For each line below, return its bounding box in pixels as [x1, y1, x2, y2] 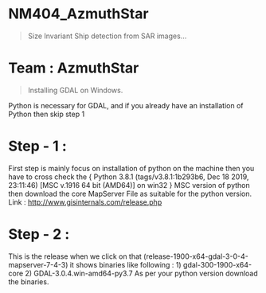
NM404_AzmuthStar [8, 5, 149, 23]
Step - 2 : [8, 225, 70, 243]
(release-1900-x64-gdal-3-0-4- [143, 252, 248, 261]
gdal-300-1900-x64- [182, 260, 252, 269]
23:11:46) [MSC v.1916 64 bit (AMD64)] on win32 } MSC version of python [8, 180, 250, 189]
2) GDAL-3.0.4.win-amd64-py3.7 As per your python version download [25, 268, 259, 278]
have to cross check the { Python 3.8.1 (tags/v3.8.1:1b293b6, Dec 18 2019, [8, 172, 249, 182]
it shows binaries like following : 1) [69, 260, 182, 269]
